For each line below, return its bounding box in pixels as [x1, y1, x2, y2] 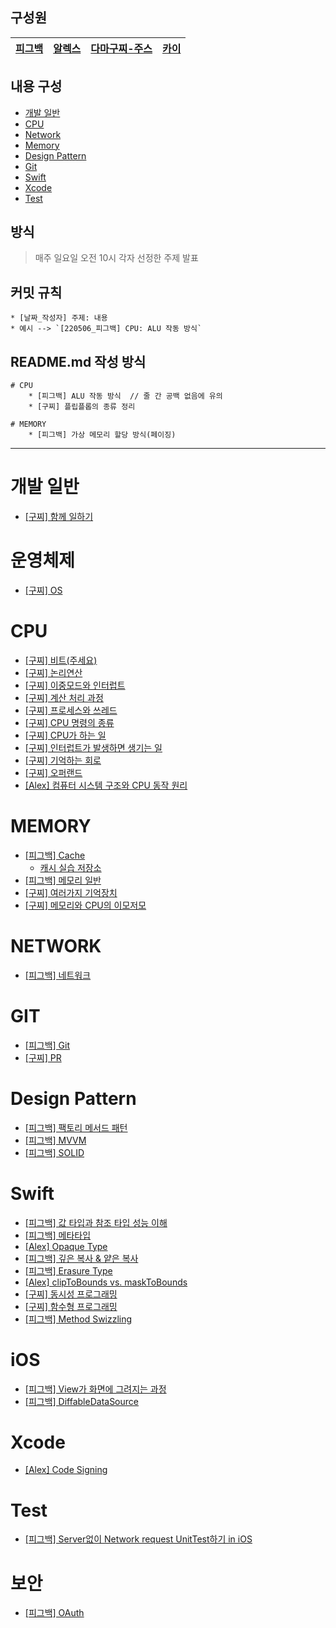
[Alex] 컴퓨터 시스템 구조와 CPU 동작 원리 [24, 779, 188, 791]
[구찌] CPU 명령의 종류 [24, 716, 115, 728]
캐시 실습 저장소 [39, 861, 102, 873]
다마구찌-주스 [90, 41, 153, 55]
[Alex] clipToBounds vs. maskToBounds [24, 1276, 188, 1288]
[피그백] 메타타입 [24, 1229, 92, 1241]
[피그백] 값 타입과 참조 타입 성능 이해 [24, 1216, 168, 1228]
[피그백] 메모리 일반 [24, 874, 102, 886]
